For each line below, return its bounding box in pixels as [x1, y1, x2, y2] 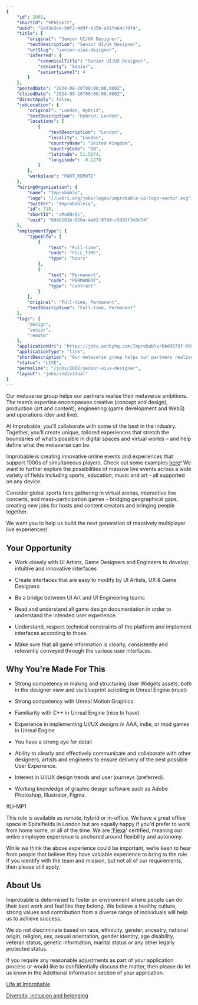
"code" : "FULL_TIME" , [48, 250, 101, 256]
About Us [6, 880, 41, 891]
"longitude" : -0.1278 [48, 157, 101, 163]
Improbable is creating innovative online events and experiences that [6, 453, 174, 460]
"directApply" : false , [16, 96, 72, 102]
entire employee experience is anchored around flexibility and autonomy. [6, 833, 183, 840]
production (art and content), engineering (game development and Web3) [6, 405, 185, 412]
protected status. [6, 945, 48, 952]
